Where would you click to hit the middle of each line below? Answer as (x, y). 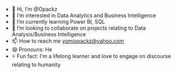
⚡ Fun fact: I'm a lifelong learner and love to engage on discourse (91, 56)
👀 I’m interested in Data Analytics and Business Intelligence (84, 15)
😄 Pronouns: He (32, 49)
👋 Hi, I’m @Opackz (35, 9)
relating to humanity (36, 65)
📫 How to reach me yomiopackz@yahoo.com (68, 41)
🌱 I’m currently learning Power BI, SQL (58, 22)
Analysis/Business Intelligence (49, 34)
